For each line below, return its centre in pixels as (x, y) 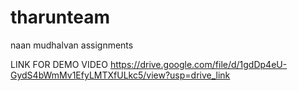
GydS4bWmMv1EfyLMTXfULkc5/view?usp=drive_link (120, 75)
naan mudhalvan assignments (72, 45)
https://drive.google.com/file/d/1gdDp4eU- (198, 64)
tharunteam (60, 17)
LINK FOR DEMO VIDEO (59, 64)
